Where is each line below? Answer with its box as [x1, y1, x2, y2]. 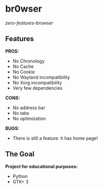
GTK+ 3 [12, 178, 29, 184]
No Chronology [12, 58, 45, 64]
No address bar [12, 105, 46, 111]
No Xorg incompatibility [12, 79, 62, 85]
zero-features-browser [5, 20, 53, 26]
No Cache [12, 63, 34, 69]
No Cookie [12, 69, 35, 75]
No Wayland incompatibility [12, 74, 70, 80]
